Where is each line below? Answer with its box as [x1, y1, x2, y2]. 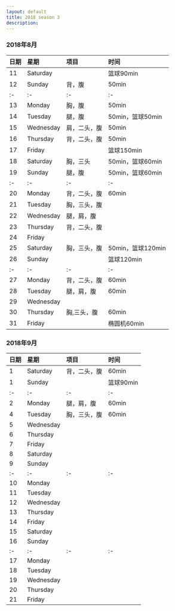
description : [6, 20, 39, 26]
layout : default [6, 8, 47, 15]
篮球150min [108, 146, 142, 154]
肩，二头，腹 [66, 124, 103, 132]
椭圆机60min [108, 319, 145, 327]
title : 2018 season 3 [6, 14, 60, 20]
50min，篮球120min [108, 244, 166, 252]
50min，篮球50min [108, 112, 162, 121]
